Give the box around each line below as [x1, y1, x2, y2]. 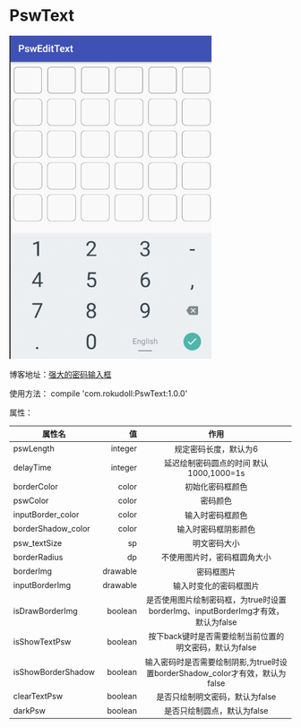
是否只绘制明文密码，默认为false [156, 691, 277, 702]
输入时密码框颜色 [185, 509, 248, 520]
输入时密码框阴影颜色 [176, 524, 256, 534]
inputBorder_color [13, 509, 80, 520]
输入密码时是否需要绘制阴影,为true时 [144, 656, 280, 667]
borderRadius [13, 551, 64, 562]
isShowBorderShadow [13, 666, 96, 677]
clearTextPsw [13, 691, 64, 702]
